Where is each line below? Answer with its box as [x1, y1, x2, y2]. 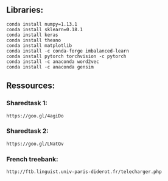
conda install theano [6, 37, 61, 43]
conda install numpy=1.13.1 [6, 21, 78, 27]
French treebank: [6, 155, 59, 163]
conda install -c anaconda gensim [6, 64, 94, 70]
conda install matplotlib [6, 42, 72, 48]
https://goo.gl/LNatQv [6, 141, 64, 147]
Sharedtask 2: [6, 127, 49, 135]
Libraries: [6, 5, 44, 15]
